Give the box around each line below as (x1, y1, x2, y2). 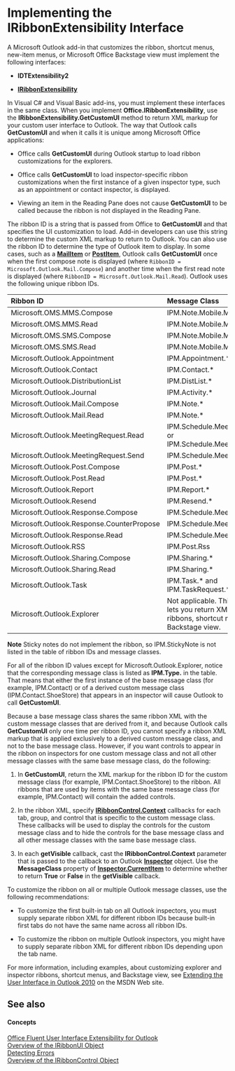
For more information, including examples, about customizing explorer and (7, 963, 222, 972)
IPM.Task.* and (166, 576, 218, 586)
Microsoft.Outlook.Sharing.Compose (10, 553, 131, 562)
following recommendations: (7, 892, 90, 901)
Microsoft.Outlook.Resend (10, 496, 97, 506)
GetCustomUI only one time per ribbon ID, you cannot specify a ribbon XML (7, 726, 227, 735)
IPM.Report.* (166, 485, 211, 495)
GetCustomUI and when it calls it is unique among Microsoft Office (7, 128, 201, 137)
